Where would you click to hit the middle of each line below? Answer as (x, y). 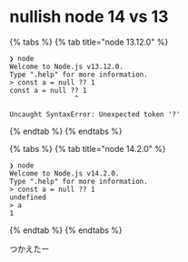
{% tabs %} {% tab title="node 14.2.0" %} (88, 148)
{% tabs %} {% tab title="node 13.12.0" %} (89, 42)
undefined (28, 197)
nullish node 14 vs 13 (89, 17)
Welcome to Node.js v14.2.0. (64, 173)
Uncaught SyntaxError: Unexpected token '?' (95, 114)
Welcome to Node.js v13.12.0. (67, 66)
